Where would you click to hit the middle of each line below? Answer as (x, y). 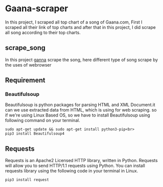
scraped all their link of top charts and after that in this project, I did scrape (80, 27)
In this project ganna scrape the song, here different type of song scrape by (81, 60)
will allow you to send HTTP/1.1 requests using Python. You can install (75, 166)
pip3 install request (27, 180)
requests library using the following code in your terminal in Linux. (72, 171)
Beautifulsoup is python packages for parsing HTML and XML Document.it (80, 105)
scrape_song (25, 48)
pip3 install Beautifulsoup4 (35, 134)
